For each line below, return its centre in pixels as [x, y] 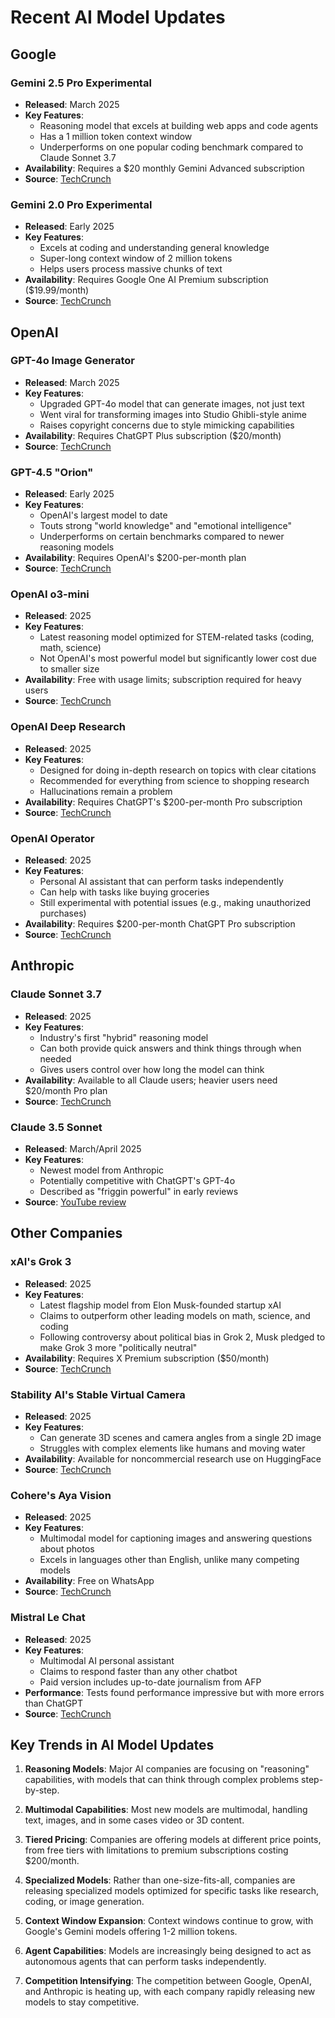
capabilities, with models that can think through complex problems [162, 1780]
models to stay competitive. [82, 2002]
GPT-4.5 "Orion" [52, 472]
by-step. [42, 1790]
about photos [67, 1549]
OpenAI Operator [52, 838]
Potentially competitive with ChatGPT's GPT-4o [137, 1181]
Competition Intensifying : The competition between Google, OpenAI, [168, 1981]
